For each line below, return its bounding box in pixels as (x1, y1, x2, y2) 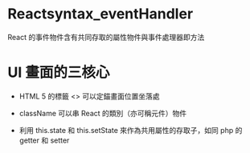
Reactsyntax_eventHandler (7, 5, 194, 23)
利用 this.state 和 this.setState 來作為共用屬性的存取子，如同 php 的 (18, 125, 243, 135)
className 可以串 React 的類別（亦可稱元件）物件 (18, 108, 187, 118)
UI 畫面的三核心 (7, 63, 110, 82)
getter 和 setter (18, 135, 70, 145)
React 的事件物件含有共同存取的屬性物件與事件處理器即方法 (7, 32, 205, 42)
